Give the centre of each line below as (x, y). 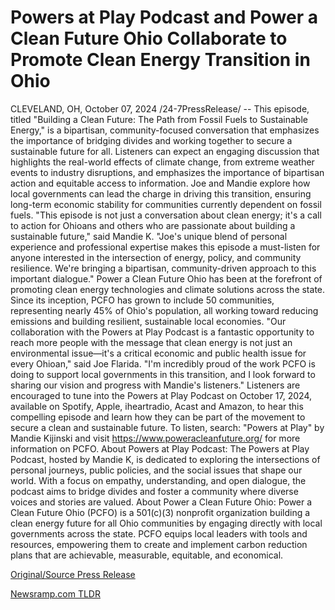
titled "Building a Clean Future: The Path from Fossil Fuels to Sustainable (159, 119)
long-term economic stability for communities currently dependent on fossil (166, 204)
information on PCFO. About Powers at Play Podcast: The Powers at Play (160, 448)
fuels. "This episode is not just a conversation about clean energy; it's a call (166, 215)
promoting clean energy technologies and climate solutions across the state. (168, 289)
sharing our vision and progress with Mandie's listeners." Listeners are (155, 385)
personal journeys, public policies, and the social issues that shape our (156, 470)
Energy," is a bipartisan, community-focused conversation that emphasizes (165, 130)
